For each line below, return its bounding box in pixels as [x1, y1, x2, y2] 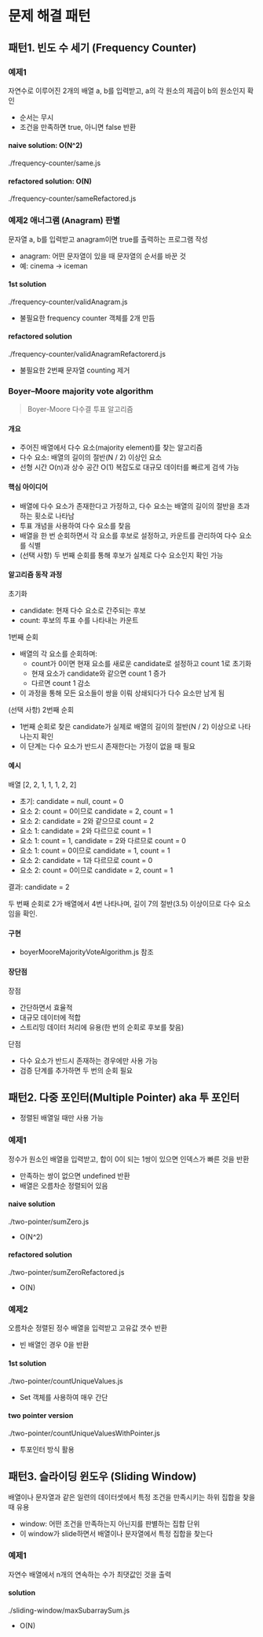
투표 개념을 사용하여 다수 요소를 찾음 [19, 520, 131, 530]
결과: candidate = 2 [8, 883, 70, 892]
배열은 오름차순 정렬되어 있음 [19, 1180, 108, 1190]
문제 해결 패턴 [8, 7, 91, 25]
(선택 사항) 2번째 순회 [8, 705, 75, 714]
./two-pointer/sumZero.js [8, 1217, 89, 1226]
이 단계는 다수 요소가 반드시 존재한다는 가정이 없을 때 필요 [19, 741, 196, 750]
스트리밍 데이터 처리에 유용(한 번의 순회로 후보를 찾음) [19, 1022, 184, 1031]
